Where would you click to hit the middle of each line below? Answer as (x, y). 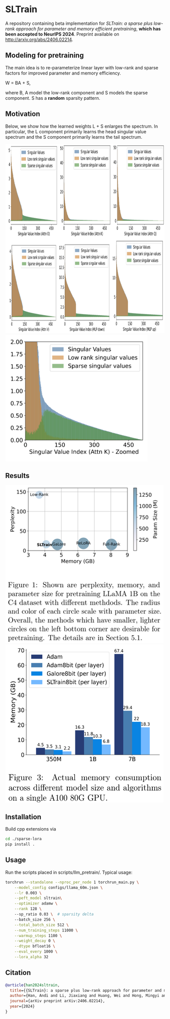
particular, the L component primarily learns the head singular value (76, 131)
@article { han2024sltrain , (32, 985)
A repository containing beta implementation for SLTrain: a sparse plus (79, 23)
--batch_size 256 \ (35, 919)
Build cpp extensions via (31, 829)
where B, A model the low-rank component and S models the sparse (77, 93)
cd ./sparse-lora (24, 839)
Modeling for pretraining (45, 55)
